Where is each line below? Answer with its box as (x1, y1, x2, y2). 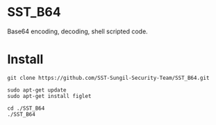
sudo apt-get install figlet (7, 92, 92, 99)
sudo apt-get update (7, 86, 67, 94)
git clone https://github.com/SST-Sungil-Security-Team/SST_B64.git (7, 74, 210, 81)
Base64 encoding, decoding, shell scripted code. (7, 27, 148, 35)
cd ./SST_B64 (7, 105, 45, 112)
